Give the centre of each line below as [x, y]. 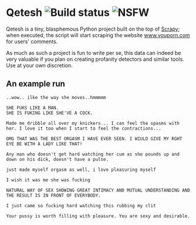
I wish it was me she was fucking [48, 180]
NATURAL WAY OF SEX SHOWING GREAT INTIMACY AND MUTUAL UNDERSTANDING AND [98, 190]
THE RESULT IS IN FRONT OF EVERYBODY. [53, 195]
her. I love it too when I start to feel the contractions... [84, 128]
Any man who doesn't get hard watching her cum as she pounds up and [93, 154]
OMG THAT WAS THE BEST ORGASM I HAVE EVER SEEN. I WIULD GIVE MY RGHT [94, 138]
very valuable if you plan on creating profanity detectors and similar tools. [95, 59]
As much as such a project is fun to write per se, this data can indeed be [94, 52]
